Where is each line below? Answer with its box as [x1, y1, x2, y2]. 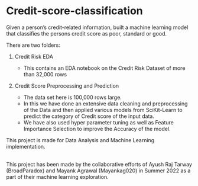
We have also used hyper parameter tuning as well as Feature [23, 118, 174, 126]
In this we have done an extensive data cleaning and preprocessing [23, 100, 188, 107]
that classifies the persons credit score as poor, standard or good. [6, 30, 167, 37]
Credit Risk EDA [14, 53, 53, 60]
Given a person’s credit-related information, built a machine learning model [6, 24, 189, 31]
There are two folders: [6, 41, 60, 49]
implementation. [6, 143, 46, 150]
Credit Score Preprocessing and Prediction [14, 82, 119, 89]
